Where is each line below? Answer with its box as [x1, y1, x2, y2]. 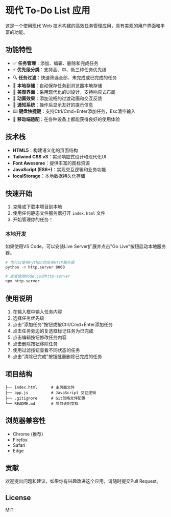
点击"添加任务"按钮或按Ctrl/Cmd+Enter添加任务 [12, 321, 113, 327]
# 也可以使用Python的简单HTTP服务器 [5, 260, 75, 265]
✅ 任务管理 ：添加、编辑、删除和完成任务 [12, 60, 99, 66]
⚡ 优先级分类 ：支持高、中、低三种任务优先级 [12, 66, 107, 72]
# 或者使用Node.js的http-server [5, 274, 70, 279]
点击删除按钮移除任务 [12, 340, 58, 346]
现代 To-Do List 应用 [5, 5, 90, 16]
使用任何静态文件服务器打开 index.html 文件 [12, 210, 106, 216]
